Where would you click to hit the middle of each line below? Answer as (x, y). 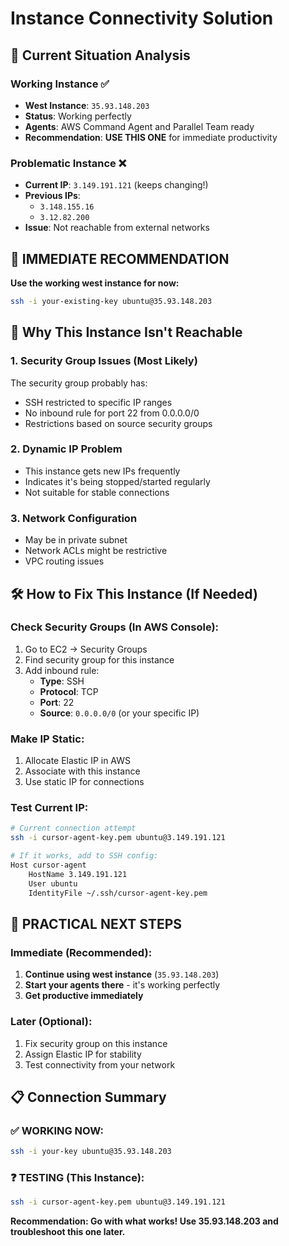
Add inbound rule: (62, 670)
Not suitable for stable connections (97, 492)
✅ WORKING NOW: (57, 1130)
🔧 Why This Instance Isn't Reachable (126, 332)
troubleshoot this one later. (68, 1232)
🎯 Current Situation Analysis (100, 55)
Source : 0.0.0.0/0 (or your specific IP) (119, 713)
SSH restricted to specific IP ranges (98, 402)
